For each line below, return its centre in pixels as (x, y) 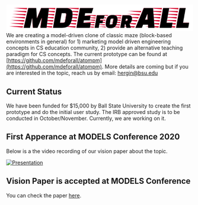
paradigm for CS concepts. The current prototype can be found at (87, 54)
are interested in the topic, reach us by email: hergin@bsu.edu (82, 73)
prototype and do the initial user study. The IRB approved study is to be (93, 112)
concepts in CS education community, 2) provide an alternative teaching (95, 48)
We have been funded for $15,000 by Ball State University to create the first (98, 106)
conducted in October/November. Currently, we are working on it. (86, 118)
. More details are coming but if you (145, 67)
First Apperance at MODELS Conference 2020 (93, 137)
